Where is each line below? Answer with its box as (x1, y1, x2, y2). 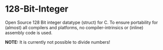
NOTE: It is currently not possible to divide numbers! (5, 39, 110, 45)
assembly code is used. (5, 30, 53, 35)
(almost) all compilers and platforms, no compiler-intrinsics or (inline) (5, 24, 144, 30)
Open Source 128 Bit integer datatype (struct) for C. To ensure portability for (5, 19, 158, 25)
